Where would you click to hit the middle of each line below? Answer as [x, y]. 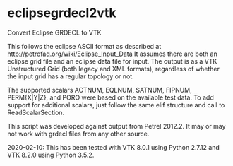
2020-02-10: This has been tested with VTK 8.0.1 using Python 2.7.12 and [114, 147]
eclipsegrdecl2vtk [62, 13]
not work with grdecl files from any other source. [78, 134]
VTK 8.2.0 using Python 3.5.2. [51, 155]
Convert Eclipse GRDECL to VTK [54, 32]
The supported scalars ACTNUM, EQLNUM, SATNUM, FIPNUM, [100, 90]
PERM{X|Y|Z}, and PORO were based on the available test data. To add [110, 97]
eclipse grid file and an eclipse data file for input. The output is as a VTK [112, 61]
